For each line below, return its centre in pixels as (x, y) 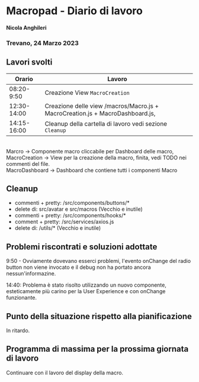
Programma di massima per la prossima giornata (97, 349)
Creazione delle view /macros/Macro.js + (102, 106)
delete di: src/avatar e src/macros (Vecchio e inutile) (79, 209)
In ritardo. (18, 330)
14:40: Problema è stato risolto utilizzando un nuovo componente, (86, 285)
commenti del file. (28, 163)
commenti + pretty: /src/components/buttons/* (72, 203)
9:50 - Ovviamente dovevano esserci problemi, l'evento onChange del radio (99, 261)
